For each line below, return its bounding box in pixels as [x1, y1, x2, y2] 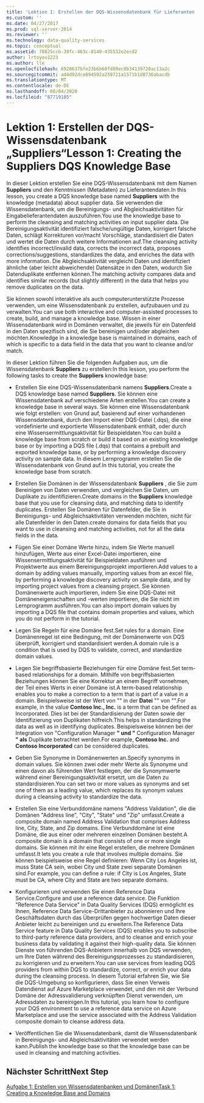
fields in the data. [15, 532, 59, 539]
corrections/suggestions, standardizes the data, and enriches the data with [6, 251, 195, 258]
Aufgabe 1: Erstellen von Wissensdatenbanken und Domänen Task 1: [6, 1083, 176, 1090]
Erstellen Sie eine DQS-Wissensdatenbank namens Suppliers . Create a [15, 383, 192, 391]
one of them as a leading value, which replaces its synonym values [15, 786, 184, 794]
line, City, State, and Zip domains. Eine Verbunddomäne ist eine [15, 824, 175, 831]
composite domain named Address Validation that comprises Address [15, 817, 191, 825]
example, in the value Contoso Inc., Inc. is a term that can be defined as [15, 703, 197, 711]
